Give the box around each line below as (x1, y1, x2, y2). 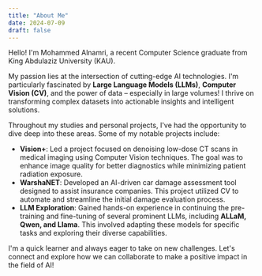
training (19, 211, 45, 221)
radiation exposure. (19, 169, 83, 179)
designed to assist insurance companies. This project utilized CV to (19, 187, 239, 196)
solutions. (8, 105, 40, 115)
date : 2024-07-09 (8, 19, 65, 27)
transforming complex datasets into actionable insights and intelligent (8, 96, 234, 107)
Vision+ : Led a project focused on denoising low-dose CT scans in (19, 144, 238, 154)
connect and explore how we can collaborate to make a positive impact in (8, 252, 248, 262)
